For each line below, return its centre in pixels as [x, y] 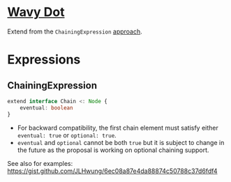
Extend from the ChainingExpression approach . [75, 31]
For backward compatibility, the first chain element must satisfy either [118, 128]
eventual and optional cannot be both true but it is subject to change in [121, 142]
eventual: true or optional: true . [67, 135]
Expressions [44, 60]
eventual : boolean [46, 108]
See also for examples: [40, 163]
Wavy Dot [36, 12]
